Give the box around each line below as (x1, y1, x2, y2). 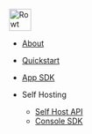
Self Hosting (21, 89, 67, 100)
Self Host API (34, 107, 83, 116)
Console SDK (34, 115, 83, 126)
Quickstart (21, 56, 60, 65)
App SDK (21, 72, 55, 83)
